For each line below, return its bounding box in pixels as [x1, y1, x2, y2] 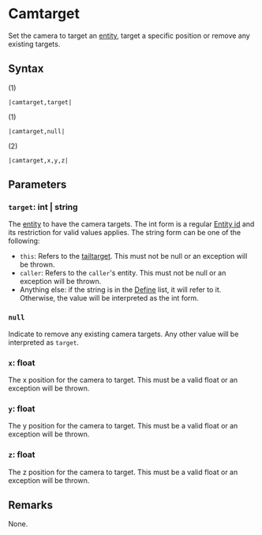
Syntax [8, 62, 44, 76]
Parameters [8, 178, 67, 192]
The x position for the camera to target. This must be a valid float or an [8, 376, 238, 385]
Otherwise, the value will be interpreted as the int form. [19, 294, 199, 303]
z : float [8, 449, 36, 460]
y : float [8, 403, 36, 414]
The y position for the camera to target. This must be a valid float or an [8, 421, 238, 431]
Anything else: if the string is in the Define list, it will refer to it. [19, 285, 222, 294]
